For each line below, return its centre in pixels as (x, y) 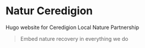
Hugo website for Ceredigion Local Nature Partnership (72, 27)
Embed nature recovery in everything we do (74, 39)
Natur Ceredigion (49, 11)
